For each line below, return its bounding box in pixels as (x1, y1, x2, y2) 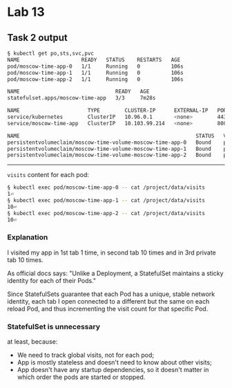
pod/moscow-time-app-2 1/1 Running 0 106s (7, 75, 184, 83)
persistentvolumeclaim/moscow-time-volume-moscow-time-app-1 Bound (7, 145, 212, 152)
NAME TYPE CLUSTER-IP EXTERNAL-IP (7, 107, 209, 114)
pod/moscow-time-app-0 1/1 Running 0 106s (7, 63, 184, 70)
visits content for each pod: (7, 171, 90, 179)
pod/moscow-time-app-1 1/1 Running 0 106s (7, 69, 184, 76)
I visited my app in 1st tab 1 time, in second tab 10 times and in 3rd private (7, 248, 216, 257)
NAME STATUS (7, 132, 215, 139)
